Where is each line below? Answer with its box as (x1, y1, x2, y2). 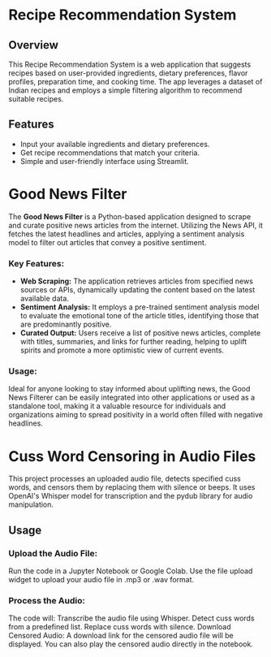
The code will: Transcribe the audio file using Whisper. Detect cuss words (8, 613, 255, 623)
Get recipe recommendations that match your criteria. (19, 148, 200, 158)
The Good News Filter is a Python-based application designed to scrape (8, 211, 252, 221)
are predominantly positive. (19, 319, 112, 330)
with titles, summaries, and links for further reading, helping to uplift (19, 337, 247, 347)
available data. (19, 294, 69, 304)
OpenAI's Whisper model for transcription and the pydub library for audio (8, 491, 253, 501)
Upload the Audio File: (8, 547, 98, 559)
